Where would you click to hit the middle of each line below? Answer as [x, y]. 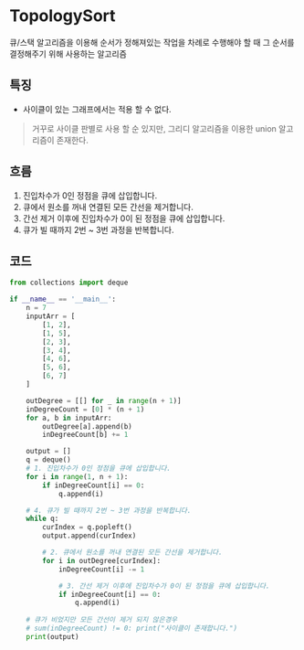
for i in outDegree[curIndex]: [102, 560]
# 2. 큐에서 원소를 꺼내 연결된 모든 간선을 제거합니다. [132, 552]
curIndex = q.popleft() [87, 527]
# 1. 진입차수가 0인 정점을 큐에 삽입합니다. [99, 468]
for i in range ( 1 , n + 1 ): [77, 476]
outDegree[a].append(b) [87, 426]
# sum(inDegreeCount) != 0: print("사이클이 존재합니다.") [132, 628]
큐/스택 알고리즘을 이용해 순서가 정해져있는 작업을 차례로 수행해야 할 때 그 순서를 [152, 42]
